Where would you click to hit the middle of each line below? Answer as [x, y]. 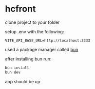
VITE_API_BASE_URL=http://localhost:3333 [48, 40]
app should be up [23, 81]
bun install [17, 68]
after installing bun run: [28, 59]
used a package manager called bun [42, 49]
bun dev [13, 72]
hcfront [20, 9]
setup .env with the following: [35, 31]
